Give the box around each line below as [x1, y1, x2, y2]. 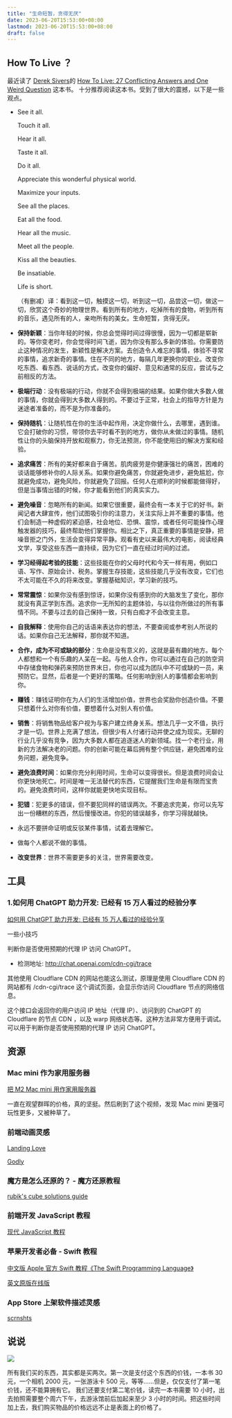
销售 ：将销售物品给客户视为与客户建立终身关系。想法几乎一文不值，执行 [17, 719, 224, 727]
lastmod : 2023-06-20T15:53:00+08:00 [7, 23, 113, 30]
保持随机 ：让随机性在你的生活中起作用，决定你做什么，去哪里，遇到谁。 [17, 419, 224, 427]
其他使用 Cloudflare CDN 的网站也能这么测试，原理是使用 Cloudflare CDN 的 [7, 974, 225, 982]
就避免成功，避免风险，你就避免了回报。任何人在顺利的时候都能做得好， [17, 477, 224, 485]
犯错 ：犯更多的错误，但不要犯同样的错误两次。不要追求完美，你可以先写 [17, 800, 224, 809]
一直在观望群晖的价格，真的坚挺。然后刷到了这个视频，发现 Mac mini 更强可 [7, 1100, 225, 1108]
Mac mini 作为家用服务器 [7, 1069, 90, 1078]
